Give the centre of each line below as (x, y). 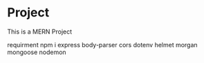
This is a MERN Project (40, 32)
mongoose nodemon (37, 52)
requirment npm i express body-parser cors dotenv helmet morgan (103, 45)
